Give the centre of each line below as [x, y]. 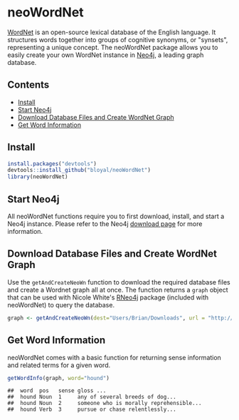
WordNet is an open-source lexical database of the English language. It [112, 32]
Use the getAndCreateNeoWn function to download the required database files [119, 282]
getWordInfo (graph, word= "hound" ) [59, 378]
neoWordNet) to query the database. [61, 304]
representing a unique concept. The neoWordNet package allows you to [113, 47]
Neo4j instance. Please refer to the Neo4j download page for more [105, 224]
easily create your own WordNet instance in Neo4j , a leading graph [106, 55]
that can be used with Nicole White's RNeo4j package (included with [108, 297]
